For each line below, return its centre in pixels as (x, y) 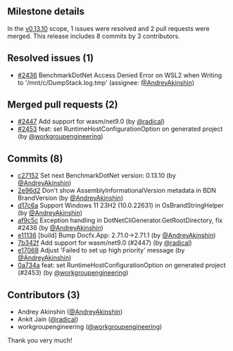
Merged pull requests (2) (63, 105)
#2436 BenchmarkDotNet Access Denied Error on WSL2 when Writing (120, 75)
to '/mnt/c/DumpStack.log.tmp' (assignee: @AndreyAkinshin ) (106, 82)
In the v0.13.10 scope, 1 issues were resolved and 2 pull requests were (108, 28)
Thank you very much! (40, 340)
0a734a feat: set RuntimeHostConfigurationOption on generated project (122, 265)
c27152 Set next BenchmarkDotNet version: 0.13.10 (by (96, 176)
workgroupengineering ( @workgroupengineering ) (90, 327)
